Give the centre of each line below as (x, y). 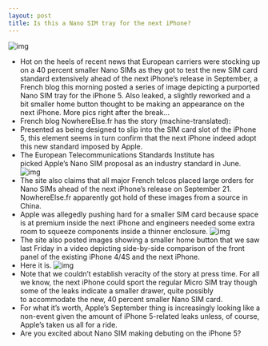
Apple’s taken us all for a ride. (68, 324)
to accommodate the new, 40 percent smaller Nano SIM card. (121, 299)
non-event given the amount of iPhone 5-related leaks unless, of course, (140, 316)
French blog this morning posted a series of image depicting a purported (140, 87)
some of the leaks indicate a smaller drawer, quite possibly (116, 290)
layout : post (30, 16)
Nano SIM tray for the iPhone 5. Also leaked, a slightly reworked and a (135, 95)
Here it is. (36, 265)
